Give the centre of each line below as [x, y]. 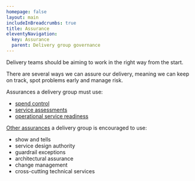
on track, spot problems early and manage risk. [64, 80]
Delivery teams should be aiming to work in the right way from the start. [95, 62]
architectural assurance [44, 158]
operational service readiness [52, 116]
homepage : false [26, 12]
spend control [32, 103]
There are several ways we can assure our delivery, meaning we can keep [98, 74]
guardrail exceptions [40, 152]
